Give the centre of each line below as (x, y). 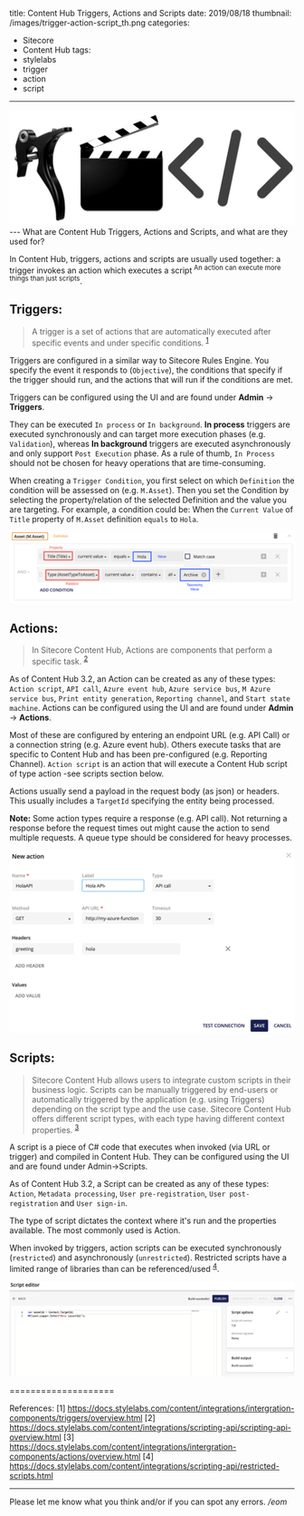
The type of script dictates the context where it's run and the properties (143, 1221)
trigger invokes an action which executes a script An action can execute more (145, 269)
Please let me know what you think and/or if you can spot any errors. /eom (148, 1501)
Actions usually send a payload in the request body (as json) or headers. (145, 792)
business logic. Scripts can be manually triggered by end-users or (155, 1089)
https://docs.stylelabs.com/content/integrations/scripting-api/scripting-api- (150, 1427)
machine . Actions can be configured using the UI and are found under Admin (152, 708)
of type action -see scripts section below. (87, 773)
